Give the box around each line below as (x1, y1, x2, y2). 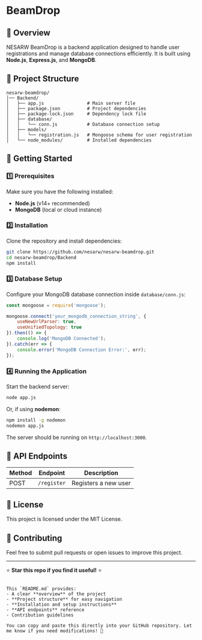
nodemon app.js (6, 423, 44, 429)
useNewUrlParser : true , (17, 318, 77, 325)
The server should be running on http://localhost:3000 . (6, 433, 147, 441)
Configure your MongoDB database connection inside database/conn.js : (6, 290, 186, 298)
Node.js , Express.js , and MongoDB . (6, 57, 97, 63)
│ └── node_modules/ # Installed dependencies (6, 137, 152, 143)
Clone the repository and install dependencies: (6, 237, 122, 244)
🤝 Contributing (6, 533, 63, 543)
